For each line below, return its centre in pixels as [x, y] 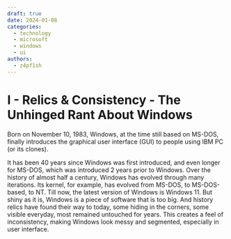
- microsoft [31, 40]
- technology [32, 33]
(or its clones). [28, 149]
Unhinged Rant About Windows [100, 115]
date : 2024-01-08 [32, 20]
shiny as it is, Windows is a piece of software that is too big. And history [110, 199]
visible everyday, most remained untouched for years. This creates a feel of [115, 214]
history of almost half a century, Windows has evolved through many [106, 177]
